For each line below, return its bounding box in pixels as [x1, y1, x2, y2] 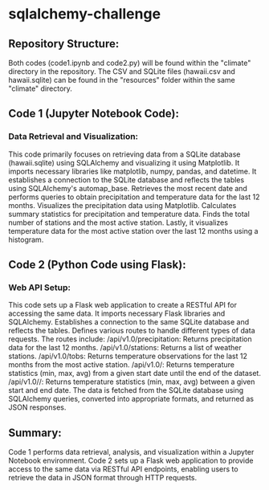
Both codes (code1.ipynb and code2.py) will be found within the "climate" [8, 58, 251, 67]
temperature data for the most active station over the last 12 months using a [8, 226, 259, 235]
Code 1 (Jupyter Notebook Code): [8, 107, 179, 120]
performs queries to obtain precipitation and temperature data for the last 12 [8, 192, 260, 202]
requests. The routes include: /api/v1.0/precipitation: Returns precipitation [8, 334, 252, 344]
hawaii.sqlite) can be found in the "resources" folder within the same [8, 76, 235, 84]
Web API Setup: [8, 282, 71, 293]
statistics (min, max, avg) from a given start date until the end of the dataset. [8, 369, 261, 378]
